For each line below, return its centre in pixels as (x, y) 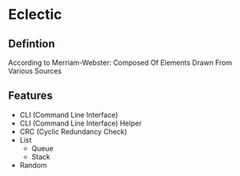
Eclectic (35, 15)
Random (33, 165)
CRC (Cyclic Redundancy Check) (73, 131)
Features (30, 96)
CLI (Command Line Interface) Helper (81, 123)
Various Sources (35, 71)
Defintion (32, 44)
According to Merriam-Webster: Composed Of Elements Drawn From (120, 62)
